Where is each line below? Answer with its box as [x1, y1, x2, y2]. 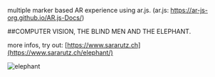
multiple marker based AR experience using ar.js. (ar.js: [7, 6, 169, 14]
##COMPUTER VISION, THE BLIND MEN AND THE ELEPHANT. [7, 28, 192, 35]
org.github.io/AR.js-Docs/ [7, 13, 83, 22]
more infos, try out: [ [7, 41, 68, 49]
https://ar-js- [170, 6, 209, 14]
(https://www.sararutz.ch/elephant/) [7, 49, 114, 57]
